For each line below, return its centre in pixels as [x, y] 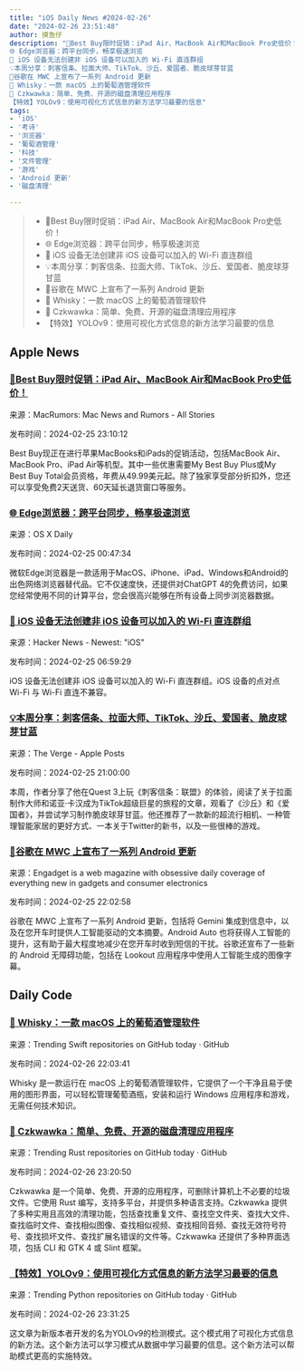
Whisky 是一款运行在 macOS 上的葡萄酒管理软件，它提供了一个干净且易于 [147, 1083]
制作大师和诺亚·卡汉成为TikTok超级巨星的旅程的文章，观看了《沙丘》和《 [146, 803]
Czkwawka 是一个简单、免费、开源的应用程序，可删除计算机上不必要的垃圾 [150, 1191]
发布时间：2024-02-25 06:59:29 [71, 661]
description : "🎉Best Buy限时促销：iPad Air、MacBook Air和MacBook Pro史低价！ [154, 43]
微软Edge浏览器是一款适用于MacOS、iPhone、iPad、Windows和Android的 [149, 573]
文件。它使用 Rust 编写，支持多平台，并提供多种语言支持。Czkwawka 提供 [148, 1202]
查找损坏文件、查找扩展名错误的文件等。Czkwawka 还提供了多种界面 [153, 1236]
